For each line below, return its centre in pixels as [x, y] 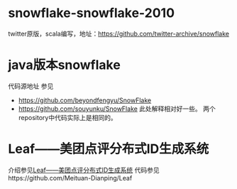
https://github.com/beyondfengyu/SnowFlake [85, 100]
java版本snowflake [65, 65]
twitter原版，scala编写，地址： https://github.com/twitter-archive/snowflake [119, 33]
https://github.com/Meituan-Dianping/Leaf [70, 178]
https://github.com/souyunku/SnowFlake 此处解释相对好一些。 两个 [117, 109]
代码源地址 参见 [31, 86]
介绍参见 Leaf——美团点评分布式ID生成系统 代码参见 [84, 170]
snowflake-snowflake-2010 [92, 13]
